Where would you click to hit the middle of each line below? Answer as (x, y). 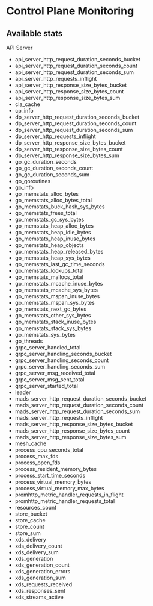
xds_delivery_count (38, 546)
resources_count (36, 508)
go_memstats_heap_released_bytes (59, 251)
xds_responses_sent (40, 591)
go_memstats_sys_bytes (45, 335)
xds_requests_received (43, 584)
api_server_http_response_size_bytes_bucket (71, 85)
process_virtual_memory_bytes (53, 482)
